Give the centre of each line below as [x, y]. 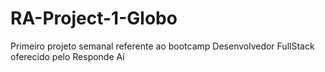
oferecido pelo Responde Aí [67, 56]
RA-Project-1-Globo [94, 18]
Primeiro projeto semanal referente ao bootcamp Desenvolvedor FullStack [162, 46]
